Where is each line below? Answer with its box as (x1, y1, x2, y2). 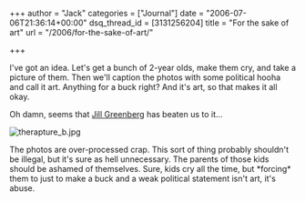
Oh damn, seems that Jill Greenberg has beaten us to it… (9, 109, 223, 119)
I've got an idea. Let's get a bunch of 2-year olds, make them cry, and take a (9, 63, 297, 73)
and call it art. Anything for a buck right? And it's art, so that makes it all (9, 82, 278, 92)
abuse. (9, 183, 36, 194)
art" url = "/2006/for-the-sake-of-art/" (9, 27, 154, 37)
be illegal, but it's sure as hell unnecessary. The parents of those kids (9, 154, 269, 165)
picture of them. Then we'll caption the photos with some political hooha (9, 72, 281, 83)
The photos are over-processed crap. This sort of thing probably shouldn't (9, 145, 290, 155)
